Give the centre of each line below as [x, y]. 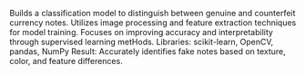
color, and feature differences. [66, 61]
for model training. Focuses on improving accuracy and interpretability [141, 32]
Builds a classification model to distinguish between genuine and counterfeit [152, 13]
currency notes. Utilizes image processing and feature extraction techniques [153, 23]
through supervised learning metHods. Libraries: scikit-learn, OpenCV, [142, 42]
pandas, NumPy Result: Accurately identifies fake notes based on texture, [148, 52]
